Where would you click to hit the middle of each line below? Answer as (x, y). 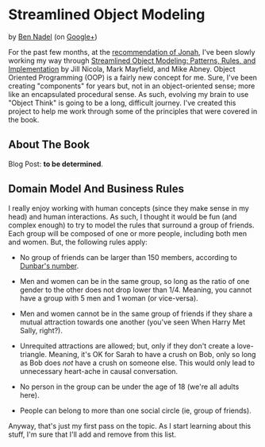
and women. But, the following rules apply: (78, 242)
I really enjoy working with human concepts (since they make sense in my (129, 208)
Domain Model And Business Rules (96, 189)
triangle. (33, 354)
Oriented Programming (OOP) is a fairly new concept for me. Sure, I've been (133, 77)
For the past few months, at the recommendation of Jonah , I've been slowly (132, 52)
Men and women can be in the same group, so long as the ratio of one (134, 281)
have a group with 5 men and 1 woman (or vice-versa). (109, 298)
